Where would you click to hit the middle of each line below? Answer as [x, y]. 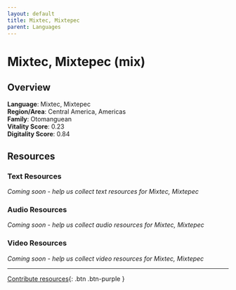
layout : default [31, 14]
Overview [29, 87]
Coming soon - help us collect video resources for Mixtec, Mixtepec [106, 258]
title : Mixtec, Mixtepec [44, 20]
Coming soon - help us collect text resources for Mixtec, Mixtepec [103, 192]
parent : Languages [34, 27]
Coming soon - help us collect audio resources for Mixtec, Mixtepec [106, 225]
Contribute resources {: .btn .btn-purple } [66, 279]
